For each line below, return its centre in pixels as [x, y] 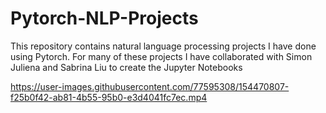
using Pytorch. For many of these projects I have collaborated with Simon [161, 56]
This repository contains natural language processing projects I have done [163, 46]
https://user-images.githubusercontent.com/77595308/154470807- [150, 86]
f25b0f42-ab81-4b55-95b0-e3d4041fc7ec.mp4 [109, 97]
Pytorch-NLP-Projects [104, 18]
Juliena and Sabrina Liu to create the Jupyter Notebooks [126, 67]
